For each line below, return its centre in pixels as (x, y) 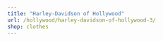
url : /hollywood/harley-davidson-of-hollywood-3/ (82, 20)
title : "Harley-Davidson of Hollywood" (66, 14)
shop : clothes (28, 26)
